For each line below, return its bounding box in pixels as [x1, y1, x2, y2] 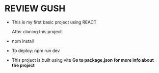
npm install [11, 38, 34, 44]
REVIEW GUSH [4, 3, 66, 14]
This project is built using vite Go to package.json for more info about [11, 57, 154, 63]
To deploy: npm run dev [11, 48, 60, 53]
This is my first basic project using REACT [11, 19, 97, 25]
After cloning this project [11, 28, 62, 34]
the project [11, 62, 35, 68]
